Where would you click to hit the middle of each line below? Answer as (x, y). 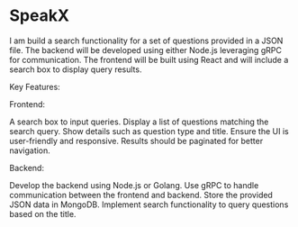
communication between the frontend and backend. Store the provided (141, 195)
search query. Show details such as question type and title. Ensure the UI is (149, 131)
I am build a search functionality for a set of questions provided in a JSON (146, 41)
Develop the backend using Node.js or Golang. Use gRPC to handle (134, 185)
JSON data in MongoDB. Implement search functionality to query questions (149, 204)
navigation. (30, 150)
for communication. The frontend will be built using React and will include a (149, 59)
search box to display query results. (76, 69)
